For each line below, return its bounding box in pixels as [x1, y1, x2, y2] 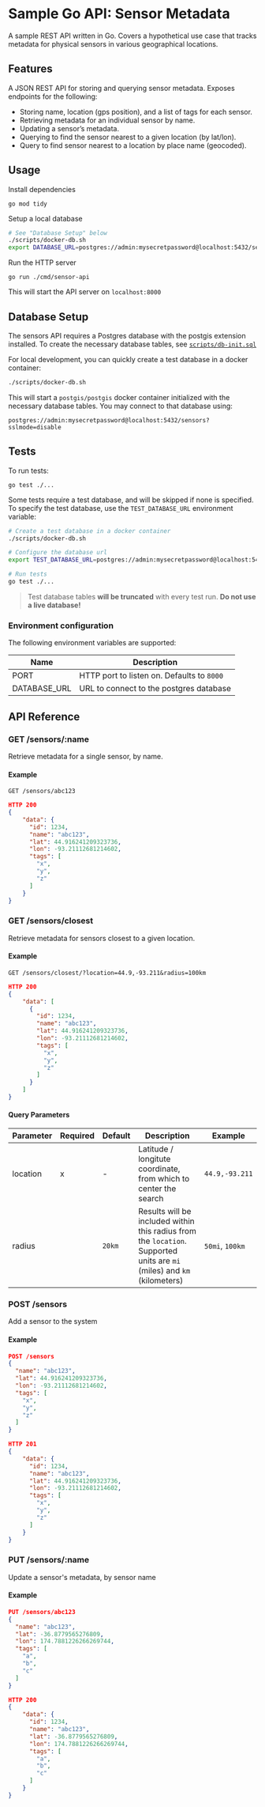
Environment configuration [8, 620, 114, 631]
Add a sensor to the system [8, 1317, 98, 1326]
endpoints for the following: [8, 92, 98, 101]
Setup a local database [8, 214, 83, 223]
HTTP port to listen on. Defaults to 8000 [79, 670, 223, 681]
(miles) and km [137, 1265, 191, 1276]
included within [137, 1215, 195, 1227]
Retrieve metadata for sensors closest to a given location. [8, 933, 196, 943]
